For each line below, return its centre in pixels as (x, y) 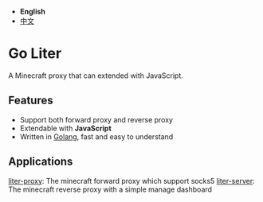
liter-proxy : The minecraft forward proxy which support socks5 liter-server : (131, 181)
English (33, 12)
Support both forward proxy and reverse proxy (96, 119)
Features (31, 101)
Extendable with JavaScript (65, 128)
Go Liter (35, 54)
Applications (41, 162)
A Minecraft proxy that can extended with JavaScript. (96, 76)
